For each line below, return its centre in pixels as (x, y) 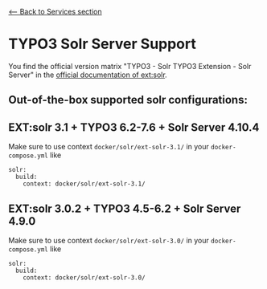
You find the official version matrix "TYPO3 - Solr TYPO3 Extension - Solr (130, 66)
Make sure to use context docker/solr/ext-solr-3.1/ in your (109, 147)
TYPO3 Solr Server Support (103, 44)
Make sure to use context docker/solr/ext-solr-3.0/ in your (109, 240)
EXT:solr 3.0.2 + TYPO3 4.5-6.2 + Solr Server (125, 208)
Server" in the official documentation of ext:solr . (88, 75)
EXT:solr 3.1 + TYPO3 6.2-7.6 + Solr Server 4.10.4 (134, 127)
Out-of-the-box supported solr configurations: (128, 100)
